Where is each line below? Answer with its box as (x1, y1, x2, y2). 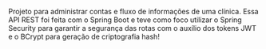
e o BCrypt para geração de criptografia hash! (8, 32, 160, 41)
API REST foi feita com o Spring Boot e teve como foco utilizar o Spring (8, 15, 242, 24)
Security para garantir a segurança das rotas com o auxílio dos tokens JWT (8, 24, 257, 32)
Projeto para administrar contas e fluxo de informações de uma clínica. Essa (8, 7, 259, 16)
